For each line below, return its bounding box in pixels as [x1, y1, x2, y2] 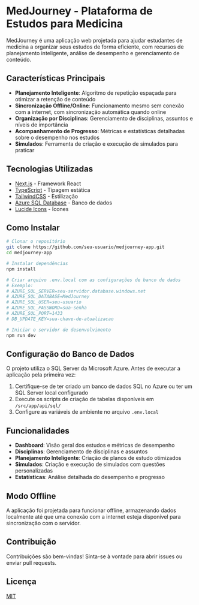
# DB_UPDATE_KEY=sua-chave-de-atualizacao [6, 316, 114, 322]
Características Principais [6, 73, 105, 83]
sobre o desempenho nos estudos [14, 134, 100, 141]
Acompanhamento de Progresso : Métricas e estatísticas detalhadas [14, 127, 185, 134]
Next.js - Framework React [14, 180, 82, 187]
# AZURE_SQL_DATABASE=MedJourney [6, 294, 90, 300]
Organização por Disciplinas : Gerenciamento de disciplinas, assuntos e [14, 115, 193, 122]
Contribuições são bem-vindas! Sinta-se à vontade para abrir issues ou [6, 553, 183, 560]
